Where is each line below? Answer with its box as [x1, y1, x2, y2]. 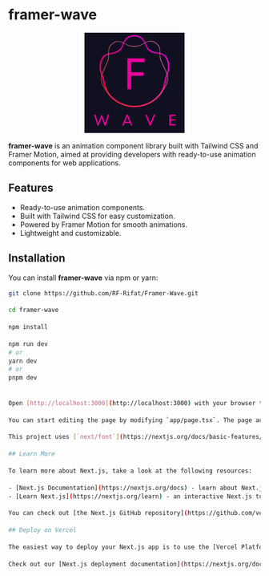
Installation [8, 251, 66, 266]
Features [8, 181, 54, 195]
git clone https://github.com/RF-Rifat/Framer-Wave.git [8, 289, 199, 298]
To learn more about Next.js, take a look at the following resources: [8, 467, 252, 475]
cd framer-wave [8, 306, 59, 314]
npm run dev [8, 339, 48, 348]
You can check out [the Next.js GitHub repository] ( [8, 509, 188, 517]
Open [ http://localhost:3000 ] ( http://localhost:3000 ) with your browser [8, 399, 256, 407]
